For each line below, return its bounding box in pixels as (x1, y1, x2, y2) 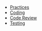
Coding (9, 9, 25, 15)
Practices (9, 4, 30, 10)
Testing (9, 20, 26, 26)
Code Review (9, 15, 37, 20)
